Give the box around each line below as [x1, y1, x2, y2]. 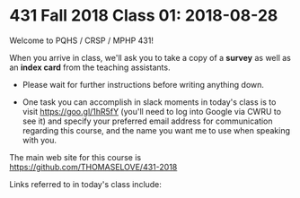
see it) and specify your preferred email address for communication [22, 116, 273, 126]
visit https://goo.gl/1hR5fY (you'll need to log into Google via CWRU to [22, 106, 281, 116]
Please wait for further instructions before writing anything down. [22, 79, 265, 90]
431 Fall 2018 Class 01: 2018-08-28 [9, 5, 278, 26]
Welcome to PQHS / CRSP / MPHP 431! [9, 35, 154, 46]
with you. [22, 134, 57, 145]
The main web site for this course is [9, 151, 142, 162]
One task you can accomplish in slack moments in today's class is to [22, 96, 277, 108]
